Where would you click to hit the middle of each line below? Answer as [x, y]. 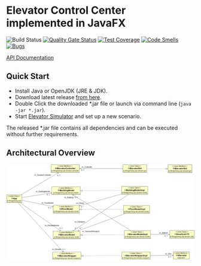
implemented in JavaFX [66, 23]
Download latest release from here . [58, 97]
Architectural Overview [51, 153]
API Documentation [30, 57]
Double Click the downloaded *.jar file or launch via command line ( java [103, 103]
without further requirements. [42, 134]
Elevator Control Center [66, 10]
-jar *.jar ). [30, 110]
